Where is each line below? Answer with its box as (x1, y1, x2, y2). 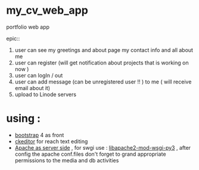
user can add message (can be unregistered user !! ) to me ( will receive (14, 78, 192, 85)
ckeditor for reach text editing (14, 138, 88, 145)
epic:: (6, 35, 20, 42)
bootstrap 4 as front (14, 131, 64, 138)
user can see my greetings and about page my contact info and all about (14, 46, 194, 54)
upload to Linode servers (14, 91, 76, 98)
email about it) (14, 84, 51, 91)
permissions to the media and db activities (14, 156, 119, 164)
